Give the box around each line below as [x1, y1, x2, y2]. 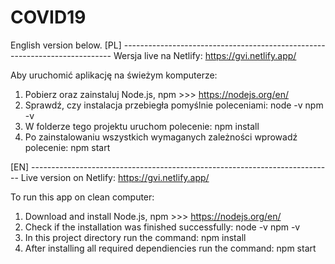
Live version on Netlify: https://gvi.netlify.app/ [20, 171, 210, 183]
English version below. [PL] [10, 39, 122, 51]
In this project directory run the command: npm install [24, 231, 247, 243]
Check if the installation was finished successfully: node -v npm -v [24, 221, 301, 233]
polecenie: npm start [24, 141, 111, 153]
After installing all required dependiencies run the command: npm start [24, 242, 317, 254]
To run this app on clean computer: [10, 191, 155, 203]
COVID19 [10, 6, 87, 29]
